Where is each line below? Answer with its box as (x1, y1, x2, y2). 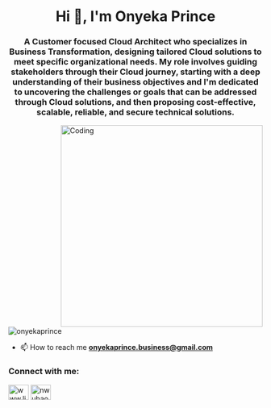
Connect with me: (8, 366, 80, 377)
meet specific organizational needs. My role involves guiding (13, 56, 258, 68)
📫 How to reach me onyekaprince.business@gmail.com (19, 343, 214, 352)
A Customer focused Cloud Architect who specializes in (23, 36, 248, 48)
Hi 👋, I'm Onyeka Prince (55, 7, 216, 26)
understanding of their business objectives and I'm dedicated (11, 77, 260, 88)
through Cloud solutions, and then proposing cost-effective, (15, 97, 256, 108)
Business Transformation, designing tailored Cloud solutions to (9, 46, 262, 57)
